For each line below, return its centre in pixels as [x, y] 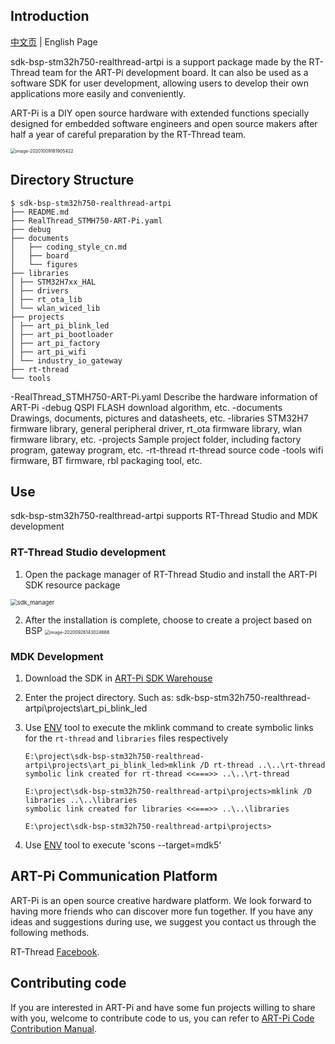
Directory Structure [72, 180]
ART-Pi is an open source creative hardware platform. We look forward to [161, 900]
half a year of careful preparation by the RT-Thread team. [128, 134]
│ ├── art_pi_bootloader [62, 334]
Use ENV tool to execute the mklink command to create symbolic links [169, 728]
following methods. [50, 932]
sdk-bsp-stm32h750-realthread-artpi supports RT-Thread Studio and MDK [164, 516]
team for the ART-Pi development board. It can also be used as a [175, 72]
